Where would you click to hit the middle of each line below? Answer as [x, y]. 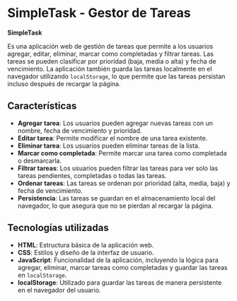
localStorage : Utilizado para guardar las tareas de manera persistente [120, 282]
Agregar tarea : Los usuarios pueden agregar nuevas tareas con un [115, 123]
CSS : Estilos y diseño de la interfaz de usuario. [86, 252]
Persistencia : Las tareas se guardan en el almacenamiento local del [116, 198]
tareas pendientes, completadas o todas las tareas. [92, 175]
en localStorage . [42, 275]
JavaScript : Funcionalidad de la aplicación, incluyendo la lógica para [118, 260]
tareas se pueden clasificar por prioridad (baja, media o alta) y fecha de [112, 61]
